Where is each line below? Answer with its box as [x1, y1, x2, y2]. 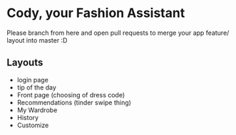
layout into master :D [6, 36, 68, 44]
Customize [16, 121, 49, 129]
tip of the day [16, 83, 56, 92]
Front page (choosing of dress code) [16, 90, 125, 99]
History [16, 113, 39, 121]
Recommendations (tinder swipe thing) [16, 98, 131, 107]
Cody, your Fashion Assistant [6, 5, 185, 21]
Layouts [6, 57, 43, 69]
